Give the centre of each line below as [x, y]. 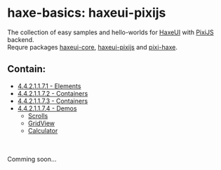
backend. [21, 39]
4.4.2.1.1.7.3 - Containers [53, 101]
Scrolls [38, 115]
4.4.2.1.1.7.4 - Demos [47, 108]
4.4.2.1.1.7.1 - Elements [49, 86]
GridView [41, 123]
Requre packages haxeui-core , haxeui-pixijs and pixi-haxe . [92, 47]
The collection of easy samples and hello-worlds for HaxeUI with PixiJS [110, 32]
